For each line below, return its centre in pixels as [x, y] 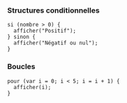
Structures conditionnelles [53, 10]
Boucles [22, 67]
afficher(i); [32, 87]
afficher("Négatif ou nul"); [56, 43]
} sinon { [22, 37]
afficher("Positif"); [45, 31]
